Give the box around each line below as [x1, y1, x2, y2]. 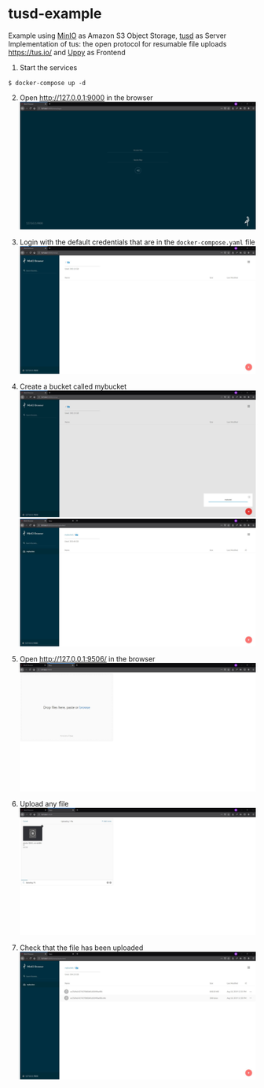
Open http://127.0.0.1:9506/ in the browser [19, 654, 156, 663]
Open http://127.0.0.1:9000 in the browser [19, 92, 153, 102]
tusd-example [8, 5, 102, 23]
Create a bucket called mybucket [19, 382, 127, 391]
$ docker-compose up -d [8, 79, 86, 87]
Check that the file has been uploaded [19, 943, 144, 952]
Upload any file [19, 799, 69, 808]
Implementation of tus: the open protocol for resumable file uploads [8, 39, 227, 48]
